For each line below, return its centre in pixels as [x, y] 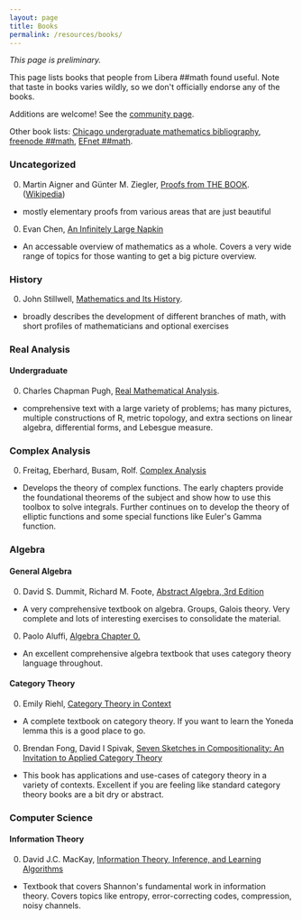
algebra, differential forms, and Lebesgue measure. [118, 428]
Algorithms [43, 869]
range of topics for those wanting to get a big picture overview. [139, 256]
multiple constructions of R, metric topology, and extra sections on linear [157, 418]
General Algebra [41, 571]
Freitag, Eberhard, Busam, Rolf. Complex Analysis [114, 471]
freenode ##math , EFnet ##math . [71, 142]
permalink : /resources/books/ [66, 34]
